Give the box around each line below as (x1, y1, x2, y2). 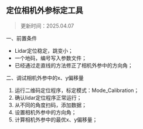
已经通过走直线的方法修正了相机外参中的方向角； (14, 62, 133, 69)
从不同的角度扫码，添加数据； (14, 101, 87, 108)
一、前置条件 (6, 35, 37, 42)
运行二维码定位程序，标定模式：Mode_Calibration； (14, 87, 139, 94)
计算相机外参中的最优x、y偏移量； (14, 116, 98, 123)
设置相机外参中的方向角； (14, 108, 77, 116)
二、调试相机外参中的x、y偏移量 (6, 74, 84, 81)
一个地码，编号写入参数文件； (14, 55, 87, 62)
